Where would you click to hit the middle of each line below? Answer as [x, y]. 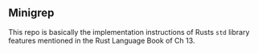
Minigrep [31, 13]
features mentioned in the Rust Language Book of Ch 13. [102, 40]
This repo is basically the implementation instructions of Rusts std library [129, 32]
